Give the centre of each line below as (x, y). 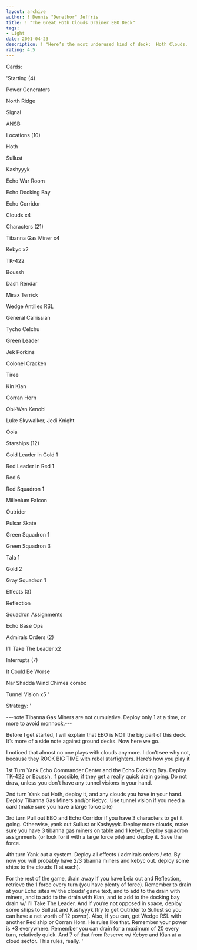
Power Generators (28, 90)
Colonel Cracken (26, 363)
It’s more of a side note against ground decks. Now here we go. (83, 741)
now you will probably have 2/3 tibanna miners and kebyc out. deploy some (98, 860)
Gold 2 (14, 568)
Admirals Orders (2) (30, 637)
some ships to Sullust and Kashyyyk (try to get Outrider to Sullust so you (94, 909)
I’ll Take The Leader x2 (34, 648)
